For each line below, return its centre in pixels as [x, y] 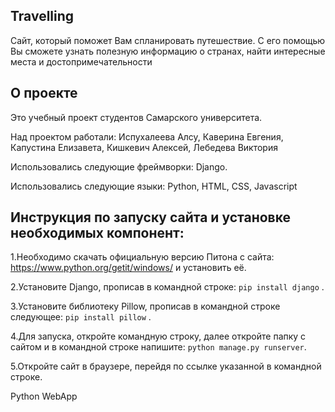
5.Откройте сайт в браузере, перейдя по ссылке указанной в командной [166, 366]
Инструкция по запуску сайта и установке [150, 217]
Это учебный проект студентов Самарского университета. [136, 117]
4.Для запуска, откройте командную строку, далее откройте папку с [158, 336]
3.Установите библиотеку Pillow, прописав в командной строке [145, 306]
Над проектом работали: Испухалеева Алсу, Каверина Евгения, [147, 136]
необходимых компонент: [97, 233]
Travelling [42, 16]
